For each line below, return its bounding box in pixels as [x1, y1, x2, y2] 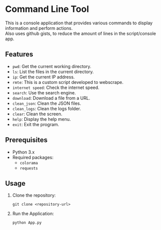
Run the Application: [12, 211, 54, 217]
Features [5, 50, 33, 59]
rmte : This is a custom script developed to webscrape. [12, 79, 124, 85]
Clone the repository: [12, 192, 56, 198]
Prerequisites [5, 136, 48, 145]
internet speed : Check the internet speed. [12, 84, 99, 90]
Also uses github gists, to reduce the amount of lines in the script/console [5, 30, 157, 36]
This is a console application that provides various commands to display [5, 20, 153, 26]
